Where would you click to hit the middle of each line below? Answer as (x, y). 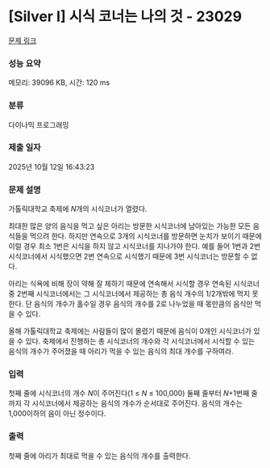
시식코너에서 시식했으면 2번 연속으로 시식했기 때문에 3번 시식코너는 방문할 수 (129, 256)
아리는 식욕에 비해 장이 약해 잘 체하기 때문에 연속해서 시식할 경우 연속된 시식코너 (134, 284)
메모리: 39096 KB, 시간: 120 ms (59, 82)
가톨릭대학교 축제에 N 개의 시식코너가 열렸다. (78, 209)
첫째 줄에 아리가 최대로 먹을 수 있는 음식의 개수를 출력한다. (100, 455)
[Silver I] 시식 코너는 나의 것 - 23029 (125, 17)
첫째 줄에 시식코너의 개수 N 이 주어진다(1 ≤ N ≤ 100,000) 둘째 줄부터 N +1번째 (129, 394)
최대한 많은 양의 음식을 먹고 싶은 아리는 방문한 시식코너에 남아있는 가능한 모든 (130, 226)
